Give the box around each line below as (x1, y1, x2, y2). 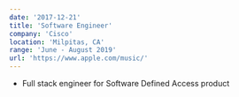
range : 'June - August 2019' (9, 46, 117, 55)
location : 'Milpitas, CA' (9, 37, 104, 47)
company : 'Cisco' (9, 29, 73, 38)
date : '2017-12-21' (9, 12, 81, 22)
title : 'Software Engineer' (9, 21, 113, 30)
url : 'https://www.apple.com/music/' (9, 54, 149, 63)
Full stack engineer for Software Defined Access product (21, 78, 230, 88)
